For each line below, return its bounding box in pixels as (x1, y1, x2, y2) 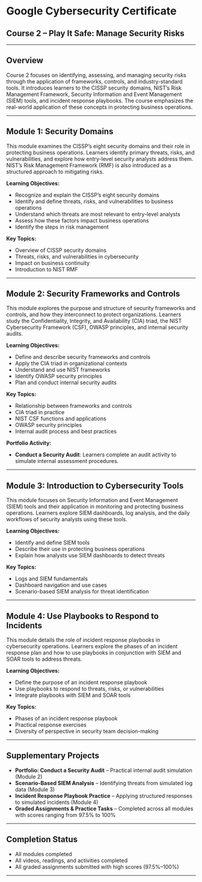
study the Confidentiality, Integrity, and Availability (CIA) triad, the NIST (6, 317, 182, 325)
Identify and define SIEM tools (14, 539, 90, 547)
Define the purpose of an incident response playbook (14, 679, 147, 686)
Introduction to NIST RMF (14, 266, 78, 273)
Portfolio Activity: (6, 439, 52, 447)
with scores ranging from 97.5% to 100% (14, 811, 116, 818)
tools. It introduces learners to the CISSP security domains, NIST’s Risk (6, 84, 182, 91)
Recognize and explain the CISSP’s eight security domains (14, 191, 159, 198)
